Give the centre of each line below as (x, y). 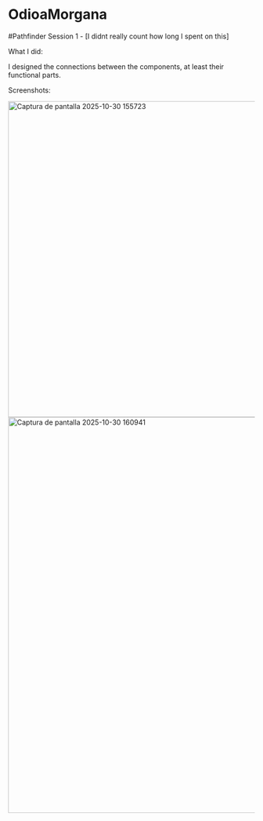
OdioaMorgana (58, 15)
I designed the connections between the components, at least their (116, 66)
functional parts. (34, 75)
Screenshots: (29, 90)
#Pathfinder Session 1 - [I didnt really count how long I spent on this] (119, 36)
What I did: (25, 51)
